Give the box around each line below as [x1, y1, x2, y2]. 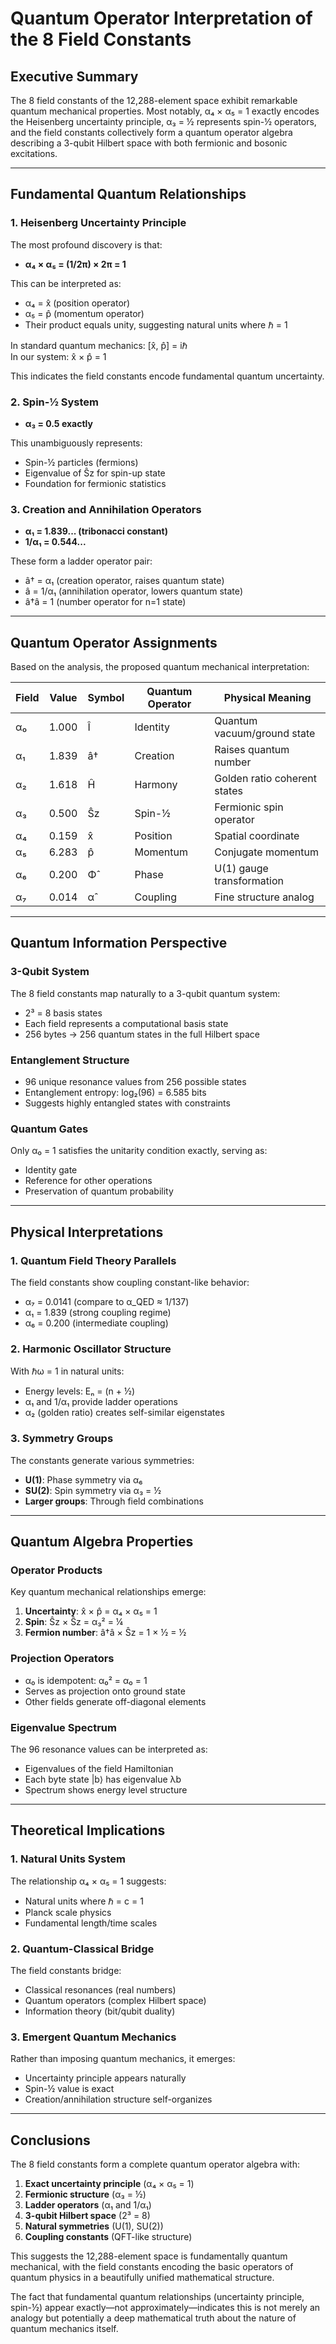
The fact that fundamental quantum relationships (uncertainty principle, [10, 2291, 305, 2303]
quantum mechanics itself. [10, 2323, 119, 2335]
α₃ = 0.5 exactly [24, 417, 93, 429]
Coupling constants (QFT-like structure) [24, 2231, 193, 2243]
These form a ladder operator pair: [10, 555, 153, 567]
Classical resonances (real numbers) [24, 1983, 177, 1996]
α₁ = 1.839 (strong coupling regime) [24, 1307, 172, 1319]
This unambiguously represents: [10, 437, 143, 449]
